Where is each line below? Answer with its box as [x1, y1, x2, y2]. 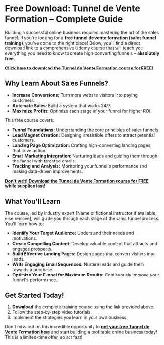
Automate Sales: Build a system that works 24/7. [12, 102, 111, 108]
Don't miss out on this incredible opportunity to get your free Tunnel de [5, 324, 150, 330]
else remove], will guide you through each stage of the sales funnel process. [5, 215, 160, 221]
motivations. [12, 235, 38, 241]
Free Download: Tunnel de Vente [5, 3, 141, 14]
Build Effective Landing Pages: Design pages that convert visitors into [12, 251, 155, 257]
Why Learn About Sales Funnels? [5, 79, 109, 88]
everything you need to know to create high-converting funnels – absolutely [5, 50, 160, 56]
